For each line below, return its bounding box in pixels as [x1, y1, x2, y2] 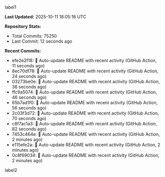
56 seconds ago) [11, 105, 47, 111]
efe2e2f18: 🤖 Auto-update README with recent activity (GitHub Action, [11, 58, 157, 63]
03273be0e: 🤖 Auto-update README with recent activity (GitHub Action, [11, 79, 160, 84]
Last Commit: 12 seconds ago [11, 38, 72, 44]
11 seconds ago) [11, 63, 45, 68]
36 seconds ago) [11, 84, 47, 90]
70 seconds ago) [11, 116, 47, 121]
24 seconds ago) [11, 73, 47, 79]
